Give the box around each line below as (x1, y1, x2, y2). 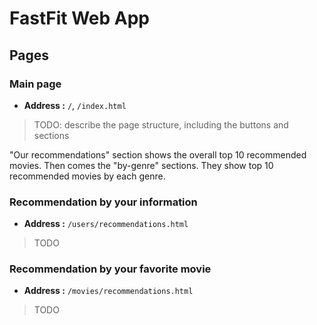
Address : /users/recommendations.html (23, 218, 189, 230)
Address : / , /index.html (23, 99, 127, 111)
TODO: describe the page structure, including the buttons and (33, 118, 289, 131)
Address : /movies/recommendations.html (23, 285, 194, 297)
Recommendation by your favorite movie (9, 262, 212, 276)
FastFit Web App (9, 7, 150, 30)
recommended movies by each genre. (9, 170, 166, 182)
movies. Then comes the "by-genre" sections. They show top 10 (9, 159, 274, 171)
